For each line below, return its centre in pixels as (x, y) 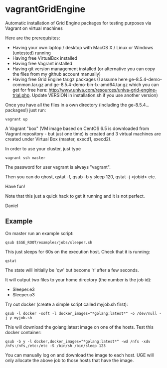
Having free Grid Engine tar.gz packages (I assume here (70, 79)
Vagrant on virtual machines (34, 28)
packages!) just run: (26, 110)
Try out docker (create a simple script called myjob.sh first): (67, 304)
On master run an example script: (39, 233)
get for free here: (30, 90)
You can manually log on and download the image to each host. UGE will (80, 355)
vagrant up (16, 119)
